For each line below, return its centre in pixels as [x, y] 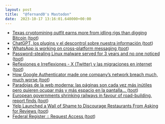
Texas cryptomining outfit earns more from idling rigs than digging [79, 33]
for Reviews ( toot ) [30, 111]
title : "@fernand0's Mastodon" [38, 14]
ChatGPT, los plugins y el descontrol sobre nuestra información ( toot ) [83, 43]
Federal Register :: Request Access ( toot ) [54, 117]
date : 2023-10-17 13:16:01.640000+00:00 [48, 19]
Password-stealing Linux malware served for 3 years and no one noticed [86, 54]
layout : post [18, 10]
